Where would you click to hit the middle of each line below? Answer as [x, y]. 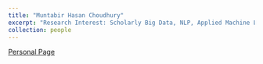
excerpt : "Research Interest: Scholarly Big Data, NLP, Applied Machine [129, 23]
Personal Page [32, 52]
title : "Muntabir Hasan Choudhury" [66, 15]
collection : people [40, 30]
